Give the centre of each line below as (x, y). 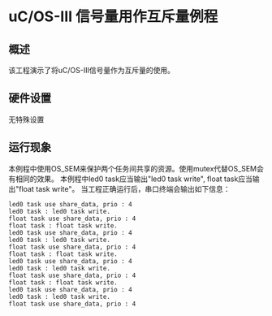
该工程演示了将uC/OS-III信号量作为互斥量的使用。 (91, 70)
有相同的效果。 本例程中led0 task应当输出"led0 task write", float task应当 (131, 179)
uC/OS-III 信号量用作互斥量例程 (113, 17)
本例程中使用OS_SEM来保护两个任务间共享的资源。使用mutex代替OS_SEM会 (136, 168)
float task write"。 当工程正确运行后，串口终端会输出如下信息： (125, 188)
